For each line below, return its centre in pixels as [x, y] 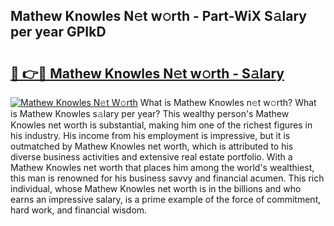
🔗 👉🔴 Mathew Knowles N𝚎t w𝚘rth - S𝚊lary [147, 73]
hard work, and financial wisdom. [79, 210]
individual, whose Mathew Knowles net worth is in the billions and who [156, 188]
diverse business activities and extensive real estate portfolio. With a [151, 157]
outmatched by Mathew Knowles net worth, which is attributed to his [152, 146]
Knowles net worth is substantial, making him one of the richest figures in [161, 125]
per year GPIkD [58, 32]
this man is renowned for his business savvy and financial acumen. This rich [167, 178]
